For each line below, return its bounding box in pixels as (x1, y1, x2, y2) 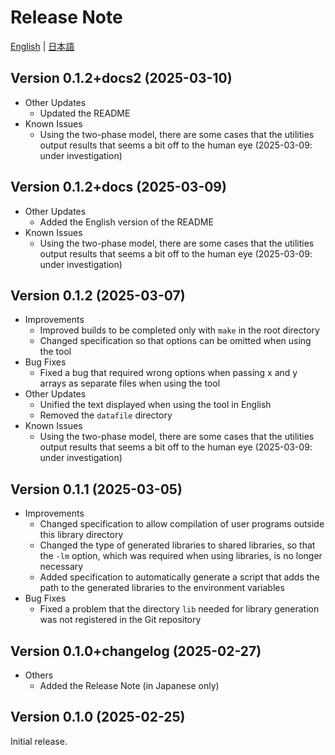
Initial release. (10, 735, 68, 747)
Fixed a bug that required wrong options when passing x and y (39, 367, 298, 379)
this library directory (39, 529, 124, 541)
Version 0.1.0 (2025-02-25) (10, 709, 186, 726)
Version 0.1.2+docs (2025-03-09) (10, 179, 227, 196)
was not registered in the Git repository (39, 614, 202, 626)
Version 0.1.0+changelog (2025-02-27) (10, 642, 262, 660)
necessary (39, 561, 84, 573)
